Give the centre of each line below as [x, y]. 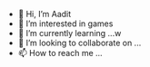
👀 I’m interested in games [65, 24]
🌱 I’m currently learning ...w [70, 33]
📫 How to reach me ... [60, 53]
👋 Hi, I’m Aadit [45, 14]
